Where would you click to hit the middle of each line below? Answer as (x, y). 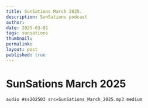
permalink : (19, 44)
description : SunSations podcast (47, 17)
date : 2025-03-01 (27, 28)
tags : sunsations (27, 33)
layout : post (22, 50)
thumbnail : (19, 39)
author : (16, 22)
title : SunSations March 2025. (44, 11)
